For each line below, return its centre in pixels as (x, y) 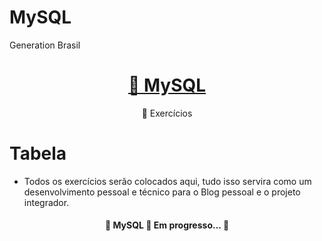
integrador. (46, 202)
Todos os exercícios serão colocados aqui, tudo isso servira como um (167, 181)
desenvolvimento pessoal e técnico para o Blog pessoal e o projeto (162, 192)
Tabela (38, 153)
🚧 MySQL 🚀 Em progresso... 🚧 (167, 225)
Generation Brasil (45, 45)
